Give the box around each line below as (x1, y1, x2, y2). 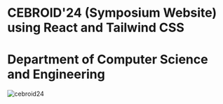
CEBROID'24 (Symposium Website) (7, 5, 217, 21)
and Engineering (7, 66, 105, 82)
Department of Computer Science (7, 52, 208, 68)
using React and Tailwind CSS (7, 20, 184, 36)
